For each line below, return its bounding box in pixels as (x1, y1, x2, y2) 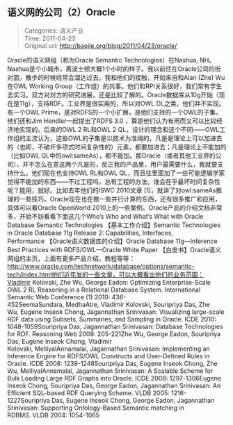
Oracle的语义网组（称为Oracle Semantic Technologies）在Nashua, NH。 (7, 56, 216, 64)
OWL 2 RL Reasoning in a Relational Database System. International (7, 285, 201, 294)
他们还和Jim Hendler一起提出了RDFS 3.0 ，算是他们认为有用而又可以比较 (7, 117, 217, 125)
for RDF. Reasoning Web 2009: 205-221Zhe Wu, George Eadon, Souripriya (7, 329, 221, 338)
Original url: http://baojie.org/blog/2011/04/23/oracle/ (24, 41, 177, 50)
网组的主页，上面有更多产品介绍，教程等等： (7, 254, 136, 262)
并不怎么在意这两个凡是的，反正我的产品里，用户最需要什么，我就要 (22, 160, 218, 168)
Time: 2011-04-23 (24, 34, 76, 42)
